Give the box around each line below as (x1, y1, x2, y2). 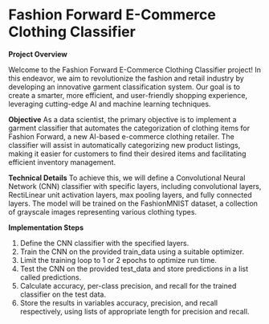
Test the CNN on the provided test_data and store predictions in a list (19, 264, 249, 273)
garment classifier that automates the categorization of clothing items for (8, 123, 251, 133)
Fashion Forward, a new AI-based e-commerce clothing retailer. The (8, 131, 234, 141)
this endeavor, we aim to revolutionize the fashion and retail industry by (8, 73, 245, 83)
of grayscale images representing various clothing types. (8, 207, 198, 216)
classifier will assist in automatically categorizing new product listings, (8, 140, 241, 150)
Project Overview (8, 49, 68, 59)
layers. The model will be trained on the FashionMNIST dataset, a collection (8, 199, 259, 208)
